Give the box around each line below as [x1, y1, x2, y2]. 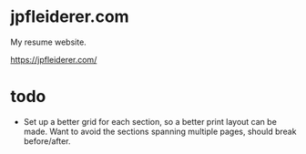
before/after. [23, 135, 71, 147]
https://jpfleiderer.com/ [10, 54, 97, 65]
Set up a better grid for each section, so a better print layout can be [23, 116, 277, 127]
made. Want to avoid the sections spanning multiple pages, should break [23, 126, 297, 137]
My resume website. [10, 36, 87, 47]
